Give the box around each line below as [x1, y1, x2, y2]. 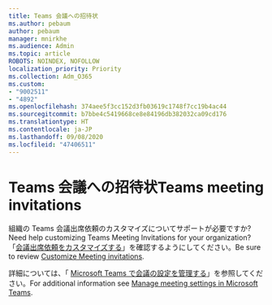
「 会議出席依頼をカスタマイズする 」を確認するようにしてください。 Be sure [8, 242, 261, 252]
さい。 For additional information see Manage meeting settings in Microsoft [8, 278, 258, 289]
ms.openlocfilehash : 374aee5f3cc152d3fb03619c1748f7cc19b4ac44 [8, 102, 227, 111]
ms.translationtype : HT [8, 118, 89, 126]
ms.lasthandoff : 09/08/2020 [8, 133, 104, 141]
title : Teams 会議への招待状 [8, 11, 99, 20]
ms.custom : [8, 80, 45, 88]
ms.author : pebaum [8, 20, 71, 28]
